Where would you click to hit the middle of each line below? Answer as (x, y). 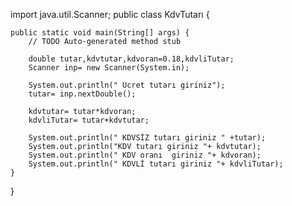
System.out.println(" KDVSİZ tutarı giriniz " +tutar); (147, 138)
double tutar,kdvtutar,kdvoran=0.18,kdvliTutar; (131, 59)
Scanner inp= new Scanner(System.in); (109, 68)
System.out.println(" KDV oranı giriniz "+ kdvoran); (145, 155)
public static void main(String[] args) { (100, 33)
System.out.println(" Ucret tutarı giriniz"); (127, 85)
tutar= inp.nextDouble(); (82, 94)
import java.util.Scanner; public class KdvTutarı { (110, 14)
